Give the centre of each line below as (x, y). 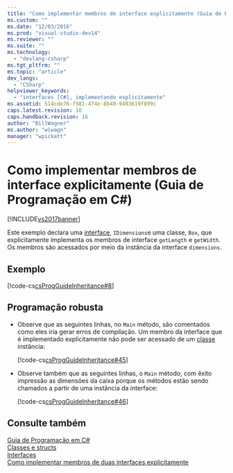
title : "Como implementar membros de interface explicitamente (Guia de (114, 14)
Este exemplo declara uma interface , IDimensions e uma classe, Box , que (110, 232)
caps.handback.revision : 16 (48, 117)
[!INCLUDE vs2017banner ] (44, 219)
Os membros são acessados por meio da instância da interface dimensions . (114, 248)
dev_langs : (23, 78)
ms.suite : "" (26, 46)
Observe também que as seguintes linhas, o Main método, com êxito (114, 373)
